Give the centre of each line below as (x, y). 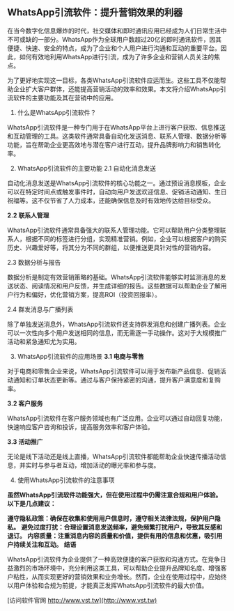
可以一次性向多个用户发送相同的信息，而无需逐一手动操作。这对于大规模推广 (117, 332)
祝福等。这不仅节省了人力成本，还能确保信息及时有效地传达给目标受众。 (111, 200)
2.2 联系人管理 (28, 215)
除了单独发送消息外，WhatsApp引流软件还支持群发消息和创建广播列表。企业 (117, 324)
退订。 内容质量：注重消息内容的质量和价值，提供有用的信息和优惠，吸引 (112, 536)
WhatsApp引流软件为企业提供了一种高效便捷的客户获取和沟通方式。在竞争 (114, 559)
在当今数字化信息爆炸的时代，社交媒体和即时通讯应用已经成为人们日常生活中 (117, 31)
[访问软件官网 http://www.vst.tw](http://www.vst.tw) (82, 600)
